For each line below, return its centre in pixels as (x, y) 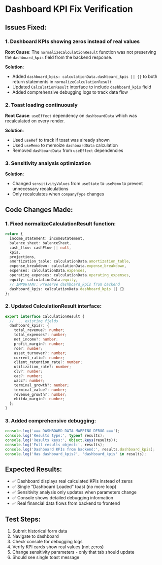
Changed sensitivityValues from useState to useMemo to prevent (78, 184)
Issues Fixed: (26, 27)
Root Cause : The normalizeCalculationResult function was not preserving (81, 52)
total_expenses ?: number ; (41, 335)
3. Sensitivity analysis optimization (48, 163)
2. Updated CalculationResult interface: (53, 306)
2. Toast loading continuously (41, 105)
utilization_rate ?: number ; (43, 367)
